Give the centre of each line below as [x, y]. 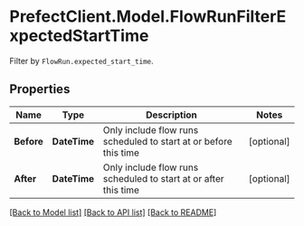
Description [171, 115]
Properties [40, 89]
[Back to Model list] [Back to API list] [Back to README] [113, 212]
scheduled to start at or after [163, 178]
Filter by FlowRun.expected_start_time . [81, 61]
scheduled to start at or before [167, 141]
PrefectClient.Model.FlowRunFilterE [148, 17]
